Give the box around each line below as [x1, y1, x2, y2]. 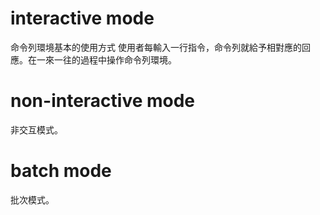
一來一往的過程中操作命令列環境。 [36, 53, 177, 66]
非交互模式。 [10, 123, 63, 136]
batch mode [10, 160, 112, 182]
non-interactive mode [10, 90, 196, 112]
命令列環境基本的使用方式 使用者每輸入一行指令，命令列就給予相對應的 [10, 41, 302, 53]
